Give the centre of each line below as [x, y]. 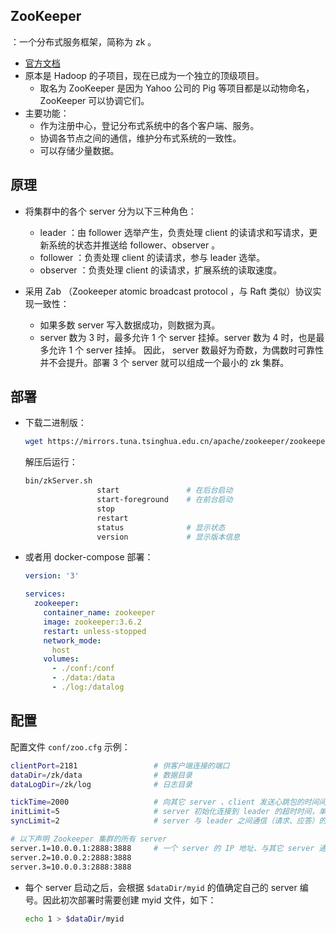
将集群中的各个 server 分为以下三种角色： [110, 211]
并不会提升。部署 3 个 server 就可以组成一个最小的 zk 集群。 [164, 362]
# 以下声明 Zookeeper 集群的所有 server [89, 839]
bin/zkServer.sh [58, 481]
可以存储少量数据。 [79, 150]
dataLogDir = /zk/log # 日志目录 [101, 784]
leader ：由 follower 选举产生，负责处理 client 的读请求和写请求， [174, 232]
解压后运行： [51, 462]
